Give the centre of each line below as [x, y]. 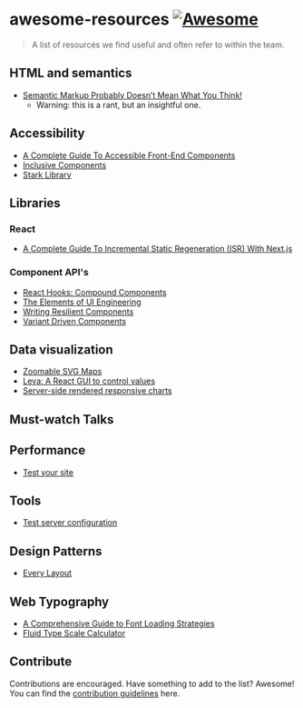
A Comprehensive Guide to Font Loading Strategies [118, 623]
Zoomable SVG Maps [62, 372]
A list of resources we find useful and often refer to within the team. [158, 45]
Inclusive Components [64, 165]
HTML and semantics [71, 73]
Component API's [49, 273]
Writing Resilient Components [78, 311]
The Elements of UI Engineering [82, 302]
